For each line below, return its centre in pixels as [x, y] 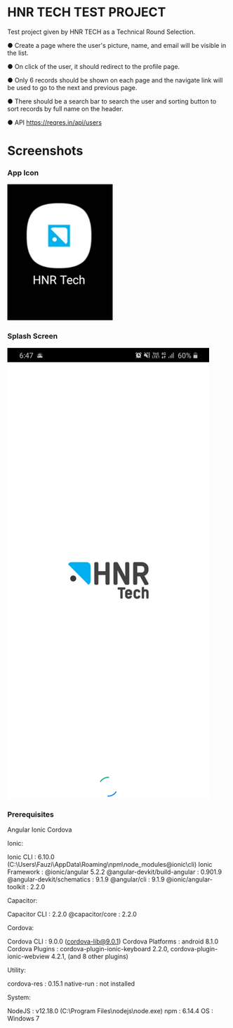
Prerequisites [31, 814]
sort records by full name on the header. [66, 108]
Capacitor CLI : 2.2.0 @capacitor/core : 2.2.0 [72, 914]
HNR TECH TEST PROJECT [87, 12]
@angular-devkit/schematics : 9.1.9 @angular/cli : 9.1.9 [86, 879]
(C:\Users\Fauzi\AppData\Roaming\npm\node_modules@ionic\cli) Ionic [110, 865]
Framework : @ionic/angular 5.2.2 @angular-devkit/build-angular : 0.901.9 [115, 872]
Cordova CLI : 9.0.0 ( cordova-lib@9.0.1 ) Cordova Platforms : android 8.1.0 [113, 941]
